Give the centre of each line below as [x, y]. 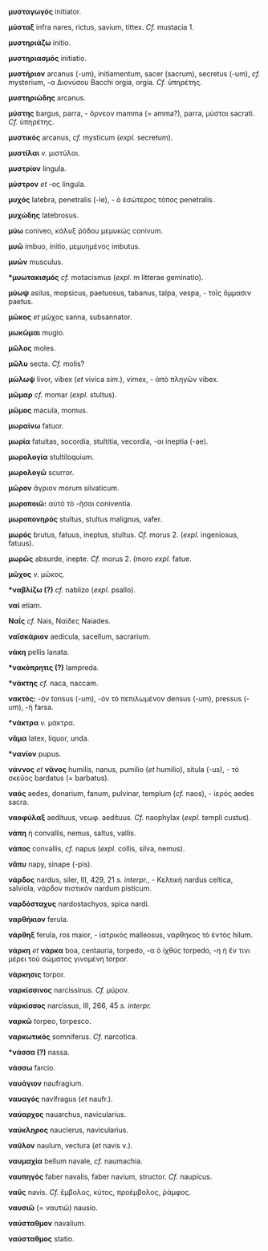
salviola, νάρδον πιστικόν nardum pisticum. [80, 888]
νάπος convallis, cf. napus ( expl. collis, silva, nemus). [97, 849]
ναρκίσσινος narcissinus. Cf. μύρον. [69, 990]
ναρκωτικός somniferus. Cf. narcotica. [73, 1037]
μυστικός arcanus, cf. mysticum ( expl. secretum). [91, 137]
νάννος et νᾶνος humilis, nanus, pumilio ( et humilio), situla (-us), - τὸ [124, 769]
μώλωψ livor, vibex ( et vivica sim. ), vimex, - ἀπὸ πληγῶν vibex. [114, 379]
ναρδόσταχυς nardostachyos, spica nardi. [79, 904]
